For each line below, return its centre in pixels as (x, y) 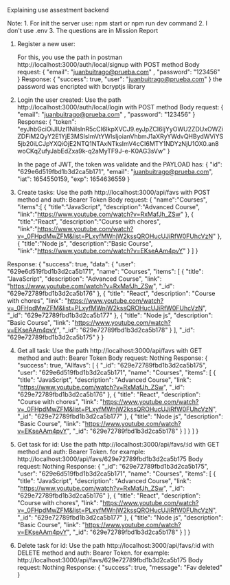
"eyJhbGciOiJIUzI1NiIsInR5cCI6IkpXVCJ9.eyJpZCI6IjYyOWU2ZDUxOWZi (120, 129)
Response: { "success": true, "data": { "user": (71, 264)
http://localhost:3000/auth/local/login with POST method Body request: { (120, 107)
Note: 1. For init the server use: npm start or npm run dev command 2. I (107, 23)
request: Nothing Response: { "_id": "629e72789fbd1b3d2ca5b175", (113, 466)
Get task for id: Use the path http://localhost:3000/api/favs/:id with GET (118, 444)
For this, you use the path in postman (69, 57)
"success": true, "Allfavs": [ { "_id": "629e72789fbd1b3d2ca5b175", (112, 365)
